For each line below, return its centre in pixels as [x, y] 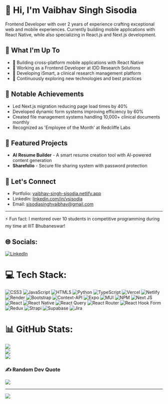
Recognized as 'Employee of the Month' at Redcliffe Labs [71, 127]
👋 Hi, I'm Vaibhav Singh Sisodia [71, 10]
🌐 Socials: [21, 242]
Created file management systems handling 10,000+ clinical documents [86, 116]
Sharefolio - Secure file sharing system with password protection [80, 166]
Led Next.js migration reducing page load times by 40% [70, 106]
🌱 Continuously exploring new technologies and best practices [77, 78]
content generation [32, 160]
